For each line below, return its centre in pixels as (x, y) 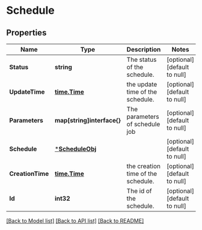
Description (144, 50)
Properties (26, 33)
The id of (139, 191)
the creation (144, 166)
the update (142, 84)
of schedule (143, 124)
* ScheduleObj (75, 149)
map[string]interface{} (88, 120)
